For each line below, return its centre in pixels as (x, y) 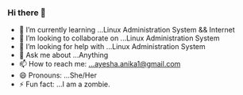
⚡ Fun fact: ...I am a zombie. (64, 84)
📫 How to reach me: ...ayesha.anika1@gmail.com (100, 64)
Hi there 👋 (27, 13)
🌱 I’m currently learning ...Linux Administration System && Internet (127, 30)
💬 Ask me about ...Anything (64, 55)
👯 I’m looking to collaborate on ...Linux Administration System (119, 38)
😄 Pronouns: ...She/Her (58, 75)
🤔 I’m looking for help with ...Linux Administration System (112, 47)
